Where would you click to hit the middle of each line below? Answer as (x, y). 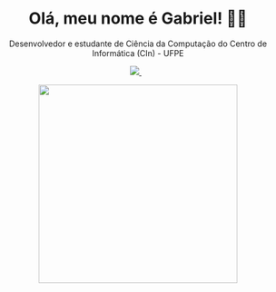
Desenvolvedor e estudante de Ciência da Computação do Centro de (138, 44)
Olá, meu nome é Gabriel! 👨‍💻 (138, 19)
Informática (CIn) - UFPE (138, 53)
